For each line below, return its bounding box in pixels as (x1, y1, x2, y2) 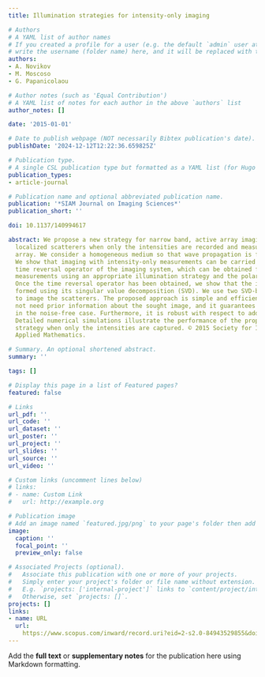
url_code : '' (8, 418, 51, 426)
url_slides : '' (8, 447, 58, 455)
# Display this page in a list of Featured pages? (8, 381, 178, 389)
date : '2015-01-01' (8, 120, 73, 129)
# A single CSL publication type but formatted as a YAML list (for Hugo (8, 164, 256, 171)
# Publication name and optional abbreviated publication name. (8, 193, 224, 201)
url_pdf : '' (8, 410, 47, 419)
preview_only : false (15, 549, 83, 557)
